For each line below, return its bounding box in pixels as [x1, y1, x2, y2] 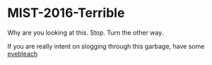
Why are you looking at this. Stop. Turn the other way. [7, 28, 164, 37]
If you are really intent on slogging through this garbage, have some [7, 42, 205, 50]
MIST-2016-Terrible [7, 5, 125, 21]
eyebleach [7, 49, 38, 58]
